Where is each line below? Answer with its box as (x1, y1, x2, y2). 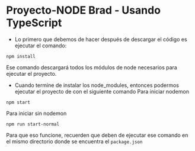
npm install (6, 53, 36, 59)
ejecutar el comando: (14, 42, 67, 49)
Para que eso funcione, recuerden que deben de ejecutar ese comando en (6, 131, 188, 139)
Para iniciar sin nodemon (6, 110, 67, 117)
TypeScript (6, 16, 62, 30)
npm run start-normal (6, 121, 60, 127)
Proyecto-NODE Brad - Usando (6, 4, 161, 17)
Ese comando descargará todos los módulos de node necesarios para (6, 63, 178, 71)
